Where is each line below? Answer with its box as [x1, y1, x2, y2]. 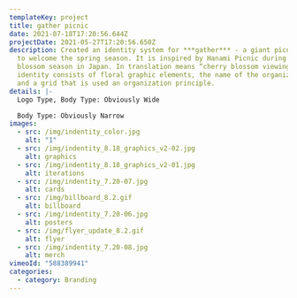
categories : [9, 267, 53, 277]
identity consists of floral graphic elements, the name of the [17, 71, 259, 80]
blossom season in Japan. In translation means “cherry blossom [17, 63, 259, 72]
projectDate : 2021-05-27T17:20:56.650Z [9, 37, 156, 47]
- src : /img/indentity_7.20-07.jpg [17, 177, 148, 186]
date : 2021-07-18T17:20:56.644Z [9, 29, 128, 38]
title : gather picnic [9, 21, 89, 30]
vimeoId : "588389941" [9, 259, 89, 268]
